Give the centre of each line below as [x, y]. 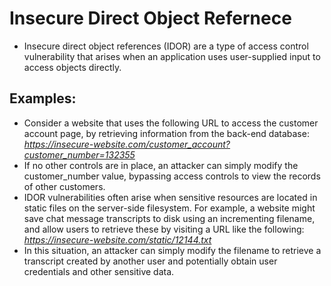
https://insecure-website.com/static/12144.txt [117, 239]
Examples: [43, 98]
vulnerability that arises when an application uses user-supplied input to [172, 56]
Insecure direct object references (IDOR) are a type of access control [166, 46]
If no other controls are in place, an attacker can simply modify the [161, 165]
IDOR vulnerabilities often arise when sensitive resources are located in [170, 197]
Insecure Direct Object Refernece [150, 18]
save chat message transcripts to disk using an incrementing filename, [169, 218]
